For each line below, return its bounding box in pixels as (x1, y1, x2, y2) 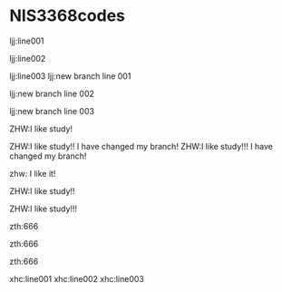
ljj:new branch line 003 (9, 105, 95, 116)
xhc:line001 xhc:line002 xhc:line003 (9, 273, 145, 284)
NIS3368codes (9, 5, 125, 26)
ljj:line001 (9, 35, 44, 46)
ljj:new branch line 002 (9, 88, 95, 99)
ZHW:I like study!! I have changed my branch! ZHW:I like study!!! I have (9, 141, 274, 151)
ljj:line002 (9, 53, 46, 63)
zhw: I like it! (9, 168, 56, 179)
